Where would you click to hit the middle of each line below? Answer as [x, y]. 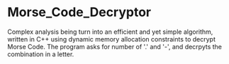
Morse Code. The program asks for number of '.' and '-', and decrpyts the [114, 46]
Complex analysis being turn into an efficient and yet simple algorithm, [110, 32]
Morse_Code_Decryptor [79, 12]
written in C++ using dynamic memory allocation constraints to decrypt [112, 39]
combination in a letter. [41, 54]
